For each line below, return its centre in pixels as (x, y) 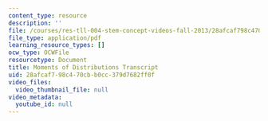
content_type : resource (48, 16)
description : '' (35, 23)
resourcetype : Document (48, 60)
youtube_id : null (44, 104)
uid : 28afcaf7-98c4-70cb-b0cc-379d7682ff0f (82, 75)
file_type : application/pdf (55, 38)
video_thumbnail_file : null (62, 90)
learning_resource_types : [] (57, 45)
